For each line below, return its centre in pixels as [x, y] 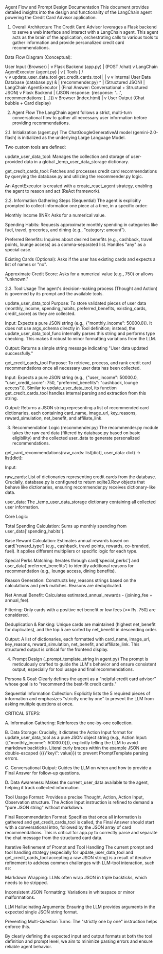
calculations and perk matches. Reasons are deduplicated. [64, 586]
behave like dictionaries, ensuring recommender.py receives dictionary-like [80, 487]
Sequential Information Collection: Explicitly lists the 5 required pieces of [78, 693]
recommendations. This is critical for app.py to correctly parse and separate [81, 832]
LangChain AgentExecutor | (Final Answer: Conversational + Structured [76, 87]
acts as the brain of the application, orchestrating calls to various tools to [85, 37]
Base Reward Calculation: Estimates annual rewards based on [67, 541]
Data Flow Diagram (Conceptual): [38, 57]
